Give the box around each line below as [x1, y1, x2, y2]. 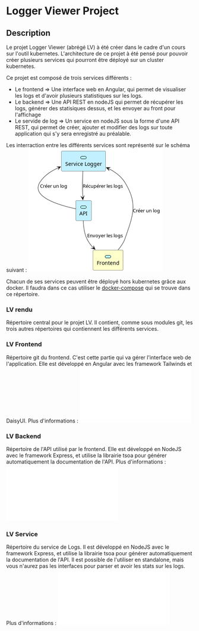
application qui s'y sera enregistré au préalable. [14, 130, 132, 137]
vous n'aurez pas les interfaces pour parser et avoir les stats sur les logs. [6, 562, 185, 570]
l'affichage [14, 111, 42, 118]
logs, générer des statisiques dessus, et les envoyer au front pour [14, 105, 176, 111]
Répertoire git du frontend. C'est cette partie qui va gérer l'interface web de [6, 353, 191, 361]
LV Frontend [6, 340, 42, 349]
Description [6, 28, 50, 38]
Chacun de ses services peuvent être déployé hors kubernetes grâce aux [6, 278, 186, 285]
